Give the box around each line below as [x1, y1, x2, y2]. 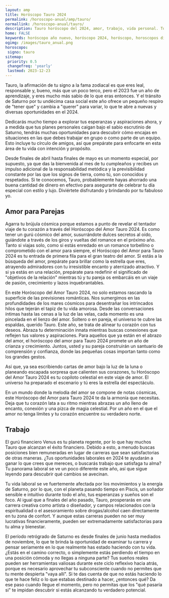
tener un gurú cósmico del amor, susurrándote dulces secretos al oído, [5, 231, 152, 237]
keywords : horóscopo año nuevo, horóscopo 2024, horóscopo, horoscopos [5, 36, 158, 41]
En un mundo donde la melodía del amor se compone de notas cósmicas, [5, 389, 157, 395]
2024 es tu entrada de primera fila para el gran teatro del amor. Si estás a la [5, 253, 162, 259]
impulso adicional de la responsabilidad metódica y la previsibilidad [5, 166, 145, 172]
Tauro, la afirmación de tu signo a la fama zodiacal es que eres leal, [5, 82, 145, 88]
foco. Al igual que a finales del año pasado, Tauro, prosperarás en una [5, 497, 151, 503]
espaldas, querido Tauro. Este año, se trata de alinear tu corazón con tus [5, 321, 156, 328]
